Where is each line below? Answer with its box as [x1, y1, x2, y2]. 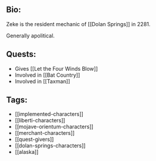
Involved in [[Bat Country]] [14, 71, 80, 78]
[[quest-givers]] [14, 136, 54, 143]
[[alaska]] [14, 149, 39, 156]
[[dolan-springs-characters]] [14, 142, 86, 149]
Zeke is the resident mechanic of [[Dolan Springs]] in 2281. [6, 20, 151, 27]
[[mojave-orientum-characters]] [14, 123, 93, 130]
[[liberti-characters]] [14, 117, 65, 124]
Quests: [6, 49, 36, 59]
